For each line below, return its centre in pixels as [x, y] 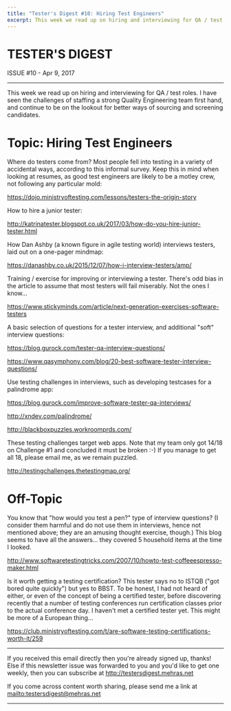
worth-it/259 [25, 639]
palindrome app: [30, 390]
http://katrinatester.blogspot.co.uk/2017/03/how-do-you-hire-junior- [104, 224]
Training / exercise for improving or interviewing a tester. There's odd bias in [115, 279]
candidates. [24, 115]
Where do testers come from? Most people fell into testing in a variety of [110, 162]
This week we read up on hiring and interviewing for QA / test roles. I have [112, 93]
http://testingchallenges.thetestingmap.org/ [69, 471]
